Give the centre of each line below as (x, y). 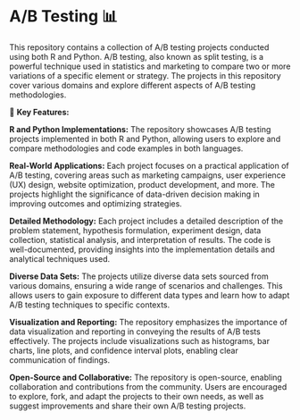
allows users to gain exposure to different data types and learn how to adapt (150, 295)
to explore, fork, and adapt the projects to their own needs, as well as (137, 396)
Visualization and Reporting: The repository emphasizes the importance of (148, 322)
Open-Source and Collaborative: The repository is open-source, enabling (146, 377)
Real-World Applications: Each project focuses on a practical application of (149, 165)
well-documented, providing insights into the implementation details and (142, 249)
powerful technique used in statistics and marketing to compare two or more (150, 66)
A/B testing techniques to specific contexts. (90, 305)
